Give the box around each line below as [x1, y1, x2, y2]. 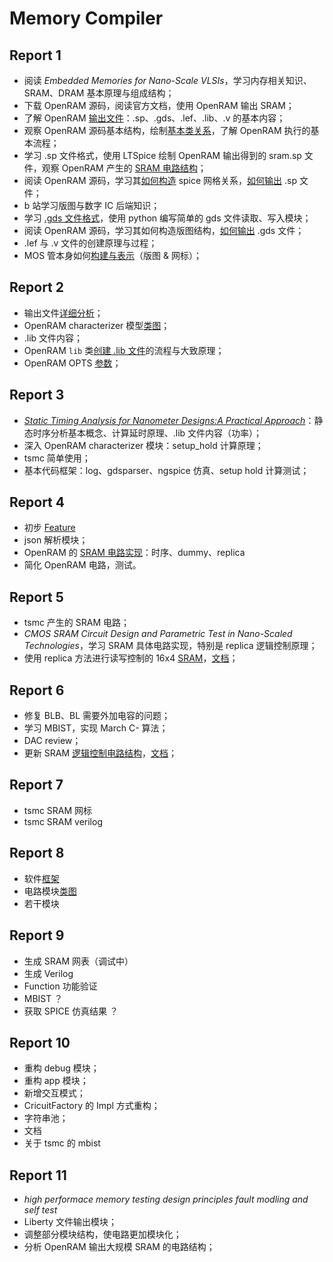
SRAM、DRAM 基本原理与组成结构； [23, 87, 175, 99]
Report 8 [9, 845, 65, 862]
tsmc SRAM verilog [23, 815, 103, 827]
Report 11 [9, 1167, 67, 1184]
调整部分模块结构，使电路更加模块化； [23, 1228, 182, 1241]
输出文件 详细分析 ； [23, 307, 104, 319]
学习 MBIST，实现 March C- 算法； [23, 722, 169, 734]
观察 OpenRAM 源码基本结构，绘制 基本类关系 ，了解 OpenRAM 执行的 [23, 125, 311, 136]
